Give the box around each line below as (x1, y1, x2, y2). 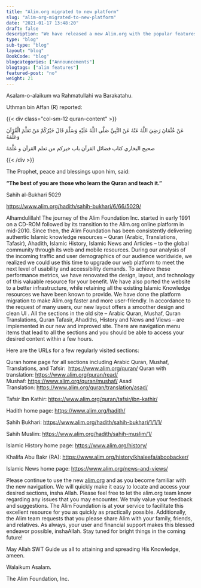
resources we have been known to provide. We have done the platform (6, 291, 181, 298)
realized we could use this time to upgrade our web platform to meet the (6, 259, 184, 266)
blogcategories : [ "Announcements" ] (6, 59, 95, 65)
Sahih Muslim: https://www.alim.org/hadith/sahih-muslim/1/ (6, 431, 153, 438)
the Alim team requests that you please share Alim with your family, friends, (6, 515, 193, 522)
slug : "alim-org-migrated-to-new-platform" (6, 14, 117, 20)
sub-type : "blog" (6, 43, 50, 49)
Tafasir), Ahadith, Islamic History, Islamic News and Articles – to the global (6, 240, 190, 247)
